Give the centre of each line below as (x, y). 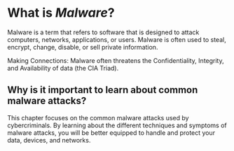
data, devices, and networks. (49, 140)
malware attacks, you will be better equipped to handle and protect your (111, 132)
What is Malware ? (61, 13)
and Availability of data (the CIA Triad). (63, 68)
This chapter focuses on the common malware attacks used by (98, 117)
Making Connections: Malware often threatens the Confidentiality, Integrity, (116, 60)
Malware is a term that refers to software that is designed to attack (103, 32)
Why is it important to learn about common (103, 90)
